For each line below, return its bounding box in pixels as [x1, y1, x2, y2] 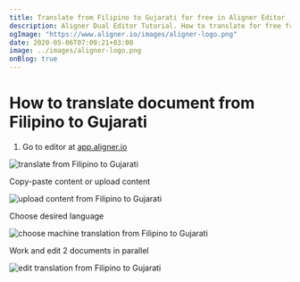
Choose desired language [9, 211, 104, 221]
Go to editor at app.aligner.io [21, 141, 128, 152]
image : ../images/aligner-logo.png [9, 46, 142, 55]
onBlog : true [9, 54, 58, 63]
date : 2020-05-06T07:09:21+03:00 [9, 37, 134, 47]
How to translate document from [9, 93, 255, 113]
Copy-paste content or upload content [9, 176, 151, 187]
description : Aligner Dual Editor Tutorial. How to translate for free [9, 21, 281, 30]
